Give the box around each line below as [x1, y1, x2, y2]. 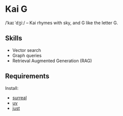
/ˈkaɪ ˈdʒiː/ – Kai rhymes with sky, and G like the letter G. [5, 20, 119, 26]
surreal [12, 95, 27, 101]
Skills [5, 34, 22, 42]
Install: [5, 85, 19, 91]
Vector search [12, 47, 41, 53]
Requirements [5, 72, 49, 80]
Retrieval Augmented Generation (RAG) [12, 58, 92, 64]
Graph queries [12, 52, 42, 58]
